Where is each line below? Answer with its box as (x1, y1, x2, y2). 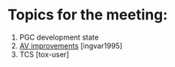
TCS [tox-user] (19, 49, 70, 59)
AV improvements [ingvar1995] (19, 40, 123, 50)
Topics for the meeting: (7, 6, 168, 24)
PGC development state (19, 32, 99, 42)
